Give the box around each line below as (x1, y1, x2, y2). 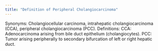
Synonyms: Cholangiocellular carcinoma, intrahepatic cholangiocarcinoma (5, 20, 154, 26)
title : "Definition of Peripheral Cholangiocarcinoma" (5, 7, 118, 12)
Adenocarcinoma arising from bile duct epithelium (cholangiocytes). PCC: (5, 31, 152, 36)
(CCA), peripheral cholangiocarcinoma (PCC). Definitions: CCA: (5, 25, 132, 32)
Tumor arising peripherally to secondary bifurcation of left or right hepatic (5, 36, 153, 42)
